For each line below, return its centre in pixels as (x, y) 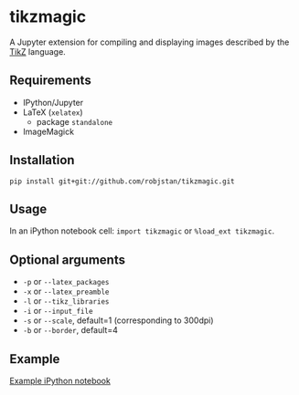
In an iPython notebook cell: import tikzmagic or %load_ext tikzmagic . (142, 231)
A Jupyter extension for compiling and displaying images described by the (149, 42)
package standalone (74, 121)
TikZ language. (37, 51)
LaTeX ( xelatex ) (53, 112)
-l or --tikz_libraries (66, 301)
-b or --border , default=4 (70, 330)
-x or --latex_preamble (66, 291)
